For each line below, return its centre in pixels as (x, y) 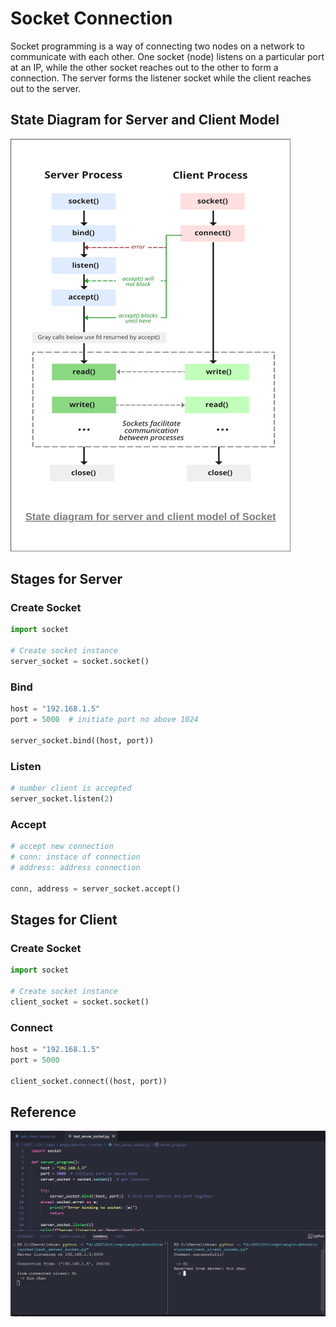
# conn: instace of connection (75, 857)
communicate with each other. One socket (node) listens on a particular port (167, 56)
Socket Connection (91, 18)
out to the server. (46, 88)
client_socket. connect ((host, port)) (89, 1081)
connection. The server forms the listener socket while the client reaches (161, 78)
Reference (43, 1112)
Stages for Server (66, 579)
